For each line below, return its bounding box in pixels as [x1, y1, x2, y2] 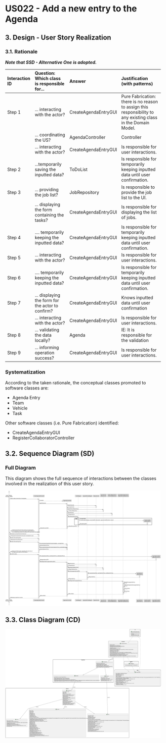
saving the [35, 166, 56, 172]
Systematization [5, 369, 45, 375]
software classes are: [5, 385, 49, 391]
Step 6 [7, 274, 21, 280]
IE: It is [121, 327, 135, 333]
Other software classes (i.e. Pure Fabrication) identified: [5, 420, 119, 426]
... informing [35, 344, 59, 350]
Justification [121, 75, 148, 82]
